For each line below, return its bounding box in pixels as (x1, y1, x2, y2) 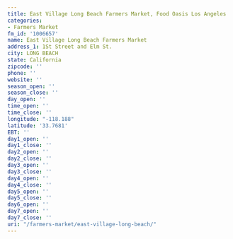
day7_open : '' (7, 208, 50, 215)
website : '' (7, 76, 42, 83)
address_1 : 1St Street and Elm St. (7, 43, 113, 50)
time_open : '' (7, 103, 50, 110)
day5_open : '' (7, 188, 50, 195)
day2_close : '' (7, 155, 52, 163)
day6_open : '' (7, 201, 50, 209)
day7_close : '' (7, 214, 52, 221)
